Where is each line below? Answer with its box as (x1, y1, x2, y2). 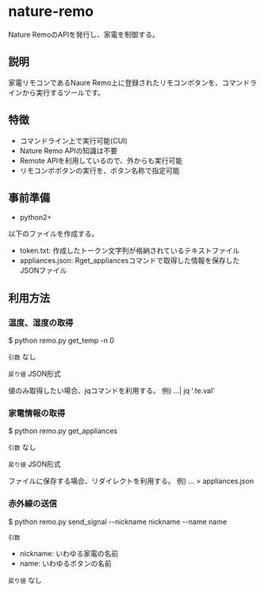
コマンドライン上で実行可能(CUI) (19, 136, 128, 145)
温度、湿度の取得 (8, 317, 74, 328)
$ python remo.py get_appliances (8, 426, 117, 435)
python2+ (19, 213, 52, 222)
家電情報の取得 (8, 408, 66, 419)
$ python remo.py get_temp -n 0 (8, 336, 115, 346)
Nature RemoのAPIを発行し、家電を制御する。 (8, 29, 160, 39)
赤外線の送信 (8, 498, 58, 509)
